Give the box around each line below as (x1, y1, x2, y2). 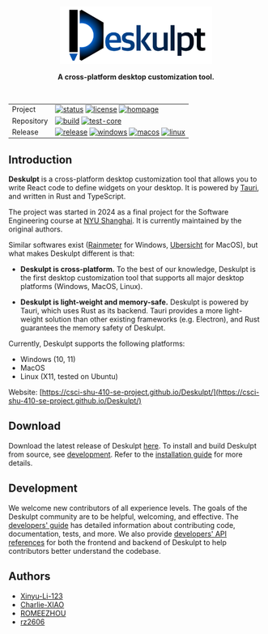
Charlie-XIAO (19, 599, 65, 609)
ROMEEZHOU (19, 608, 66, 618)
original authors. (8, 224, 63, 234)
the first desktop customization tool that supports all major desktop (19, 273, 245, 283)
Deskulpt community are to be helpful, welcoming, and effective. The (8, 512, 239, 521)
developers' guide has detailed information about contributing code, (8, 520, 236, 530)
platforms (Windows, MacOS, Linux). (19, 282, 143, 291)
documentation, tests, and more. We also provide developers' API (8, 529, 228, 538)
